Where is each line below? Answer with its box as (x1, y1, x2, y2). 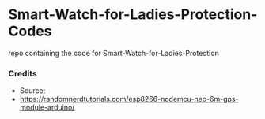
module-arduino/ (19, 102, 75, 112)
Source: (19, 86, 46, 95)
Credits (8, 68, 37, 79)
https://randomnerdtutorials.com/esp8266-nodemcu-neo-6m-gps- (19, 95, 239, 104)
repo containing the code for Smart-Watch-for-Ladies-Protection (8, 48, 219, 58)
